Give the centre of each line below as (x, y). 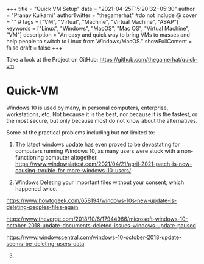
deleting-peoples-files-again (42, 207)
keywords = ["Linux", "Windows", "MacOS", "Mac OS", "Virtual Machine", (98, 28)
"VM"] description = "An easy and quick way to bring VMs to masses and (98, 35)
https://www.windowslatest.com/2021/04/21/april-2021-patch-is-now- (104, 164)
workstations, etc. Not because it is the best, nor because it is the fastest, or (102, 114)
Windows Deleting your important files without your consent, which (100, 182)
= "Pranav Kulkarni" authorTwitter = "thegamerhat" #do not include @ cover (102, 15)
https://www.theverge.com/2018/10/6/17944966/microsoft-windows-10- (97, 219)
